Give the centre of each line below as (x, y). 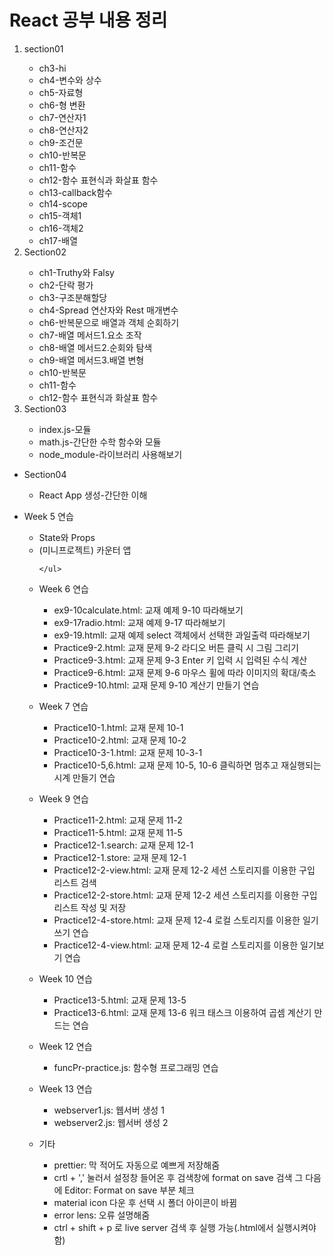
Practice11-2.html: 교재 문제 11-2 (118, 820)
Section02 (45, 252)
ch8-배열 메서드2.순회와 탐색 (95, 347)
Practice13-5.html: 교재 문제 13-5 (120, 1000)
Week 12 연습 (65, 1046)
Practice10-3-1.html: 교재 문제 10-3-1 (128, 752)
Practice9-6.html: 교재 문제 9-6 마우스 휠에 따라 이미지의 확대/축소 (185, 672)
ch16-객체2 (61, 228)
